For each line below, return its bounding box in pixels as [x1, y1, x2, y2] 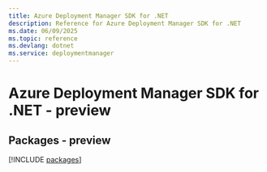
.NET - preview [8, 102, 111, 120]
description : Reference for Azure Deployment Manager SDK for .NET [8, 19, 242, 27]
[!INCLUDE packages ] [8, 155, 82, 164]
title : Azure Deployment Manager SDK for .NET [8, 11, 169, 20]
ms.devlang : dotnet [8, 42, 75, 50]
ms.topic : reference [8, 34, 79, 43]
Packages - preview [8, 133, 111, 147]
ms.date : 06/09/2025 [8, 27, 79, 35]
